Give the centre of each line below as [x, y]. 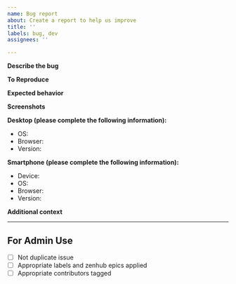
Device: [28, 176]
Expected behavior [35, 93]
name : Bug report [33, 14]
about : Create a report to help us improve [72, 20]
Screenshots [26, 107]
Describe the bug [33, 66]
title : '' [22, 27]
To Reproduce [28, 80]
